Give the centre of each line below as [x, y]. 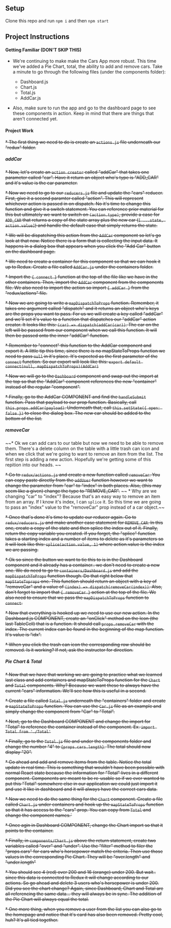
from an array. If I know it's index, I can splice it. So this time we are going [83, 502]
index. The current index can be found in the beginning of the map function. [85, 629]
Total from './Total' [28, 732]
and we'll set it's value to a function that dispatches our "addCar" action [81, 319]
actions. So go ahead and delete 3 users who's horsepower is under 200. [82, 883]
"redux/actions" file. [26, 293]
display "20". [19, 752]
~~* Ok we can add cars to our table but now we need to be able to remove [84, 443]
